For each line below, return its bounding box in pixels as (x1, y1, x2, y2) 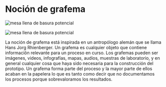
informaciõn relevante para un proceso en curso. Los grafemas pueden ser (5, 50, 159, 56)
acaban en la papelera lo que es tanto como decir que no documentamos (5, 71, 155, 77)
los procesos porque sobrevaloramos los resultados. (5, 76, 112, 82)
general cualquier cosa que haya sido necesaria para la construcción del (5, 60, 154, 66)
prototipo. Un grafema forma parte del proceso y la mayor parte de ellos (5, 66, 153, 72)
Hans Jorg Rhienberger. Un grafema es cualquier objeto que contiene (5, 44, 147, 50)
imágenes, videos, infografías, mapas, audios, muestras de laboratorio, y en (5, 55, 160, 61)
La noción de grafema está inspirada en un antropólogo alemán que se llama (5, 39, 162, 45)
